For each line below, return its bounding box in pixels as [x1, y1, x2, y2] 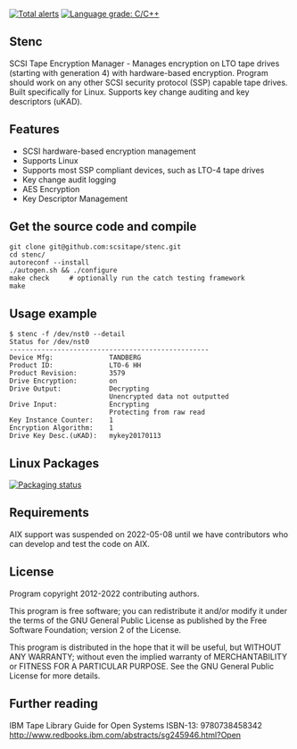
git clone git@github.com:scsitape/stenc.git [9, 242, 181, 252]
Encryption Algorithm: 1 [9, 424, 114, 433]
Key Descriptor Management [21, 193, 128, 204]
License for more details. [9, 670, 101, 681]
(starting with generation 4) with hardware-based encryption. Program [9, 67, 269, 78]
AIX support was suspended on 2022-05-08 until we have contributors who [9, 528, 288, 540]
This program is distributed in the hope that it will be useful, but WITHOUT [9, 642, 282, 652]
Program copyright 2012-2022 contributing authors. [9, 588, 200, 599]
